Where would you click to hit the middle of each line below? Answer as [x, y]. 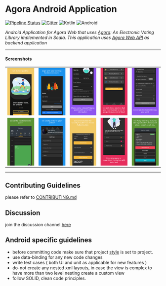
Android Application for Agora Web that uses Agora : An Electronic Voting [80, 32]
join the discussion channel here [38, 224]
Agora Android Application [61, 9]
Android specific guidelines [49, 240]
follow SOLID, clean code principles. [49, 278]
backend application [26, 42]
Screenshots [19, 59]
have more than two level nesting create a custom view [68, 273]
